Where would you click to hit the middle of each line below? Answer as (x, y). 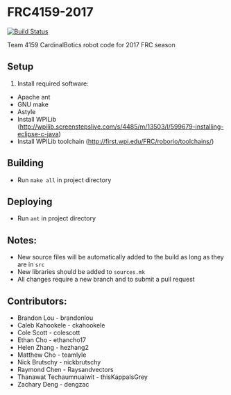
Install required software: (53, 83)
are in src (31, 264)
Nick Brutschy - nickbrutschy (59, 362)
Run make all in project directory (64, 180)
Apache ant (34, 97)
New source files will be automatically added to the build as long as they (120, 257)
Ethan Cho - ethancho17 (52, 340)
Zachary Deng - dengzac (53, 384)
